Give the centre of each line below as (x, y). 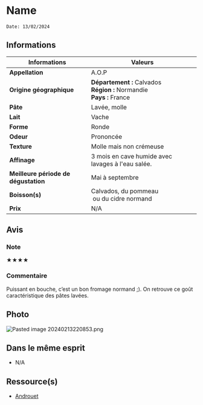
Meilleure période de (40, 173)
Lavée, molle (109, 107)
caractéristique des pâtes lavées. (47, 295)
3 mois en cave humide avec (131, 156)
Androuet (27, 396)
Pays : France (111, 97)
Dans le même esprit (46, 348)
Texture (21, 146)
